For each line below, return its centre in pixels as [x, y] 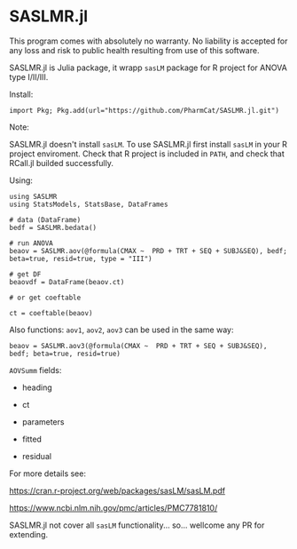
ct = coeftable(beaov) [51, 313]
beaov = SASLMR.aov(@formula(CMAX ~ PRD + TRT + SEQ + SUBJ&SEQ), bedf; [148, 251]
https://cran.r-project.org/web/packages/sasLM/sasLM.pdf [117, 490]
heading [37, 387]
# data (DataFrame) [45, 219]
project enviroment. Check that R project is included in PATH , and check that [147, 154]
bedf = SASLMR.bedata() [53, 227]
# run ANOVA [31, 243]
